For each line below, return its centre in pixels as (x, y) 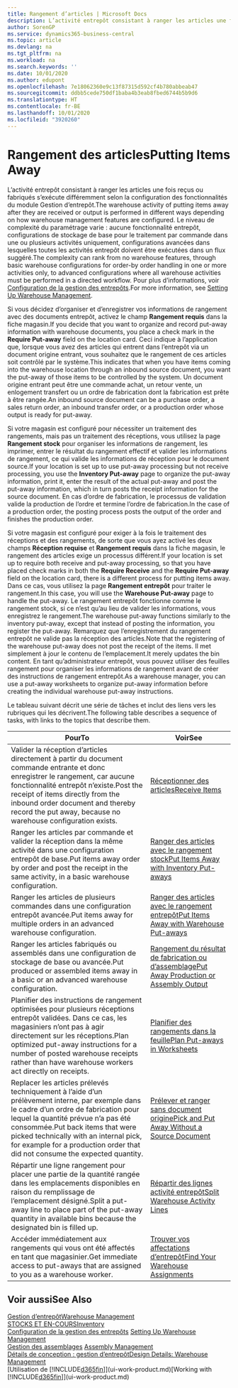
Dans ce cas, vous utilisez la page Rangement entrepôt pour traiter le (109, 585)
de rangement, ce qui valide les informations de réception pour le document (118, 458)
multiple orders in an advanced (63, 923)
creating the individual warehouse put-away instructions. (90, 691)
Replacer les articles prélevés (60, 1083)
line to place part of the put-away (87, 1210)
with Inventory (174, 867)
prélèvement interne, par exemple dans (76, 1100)
